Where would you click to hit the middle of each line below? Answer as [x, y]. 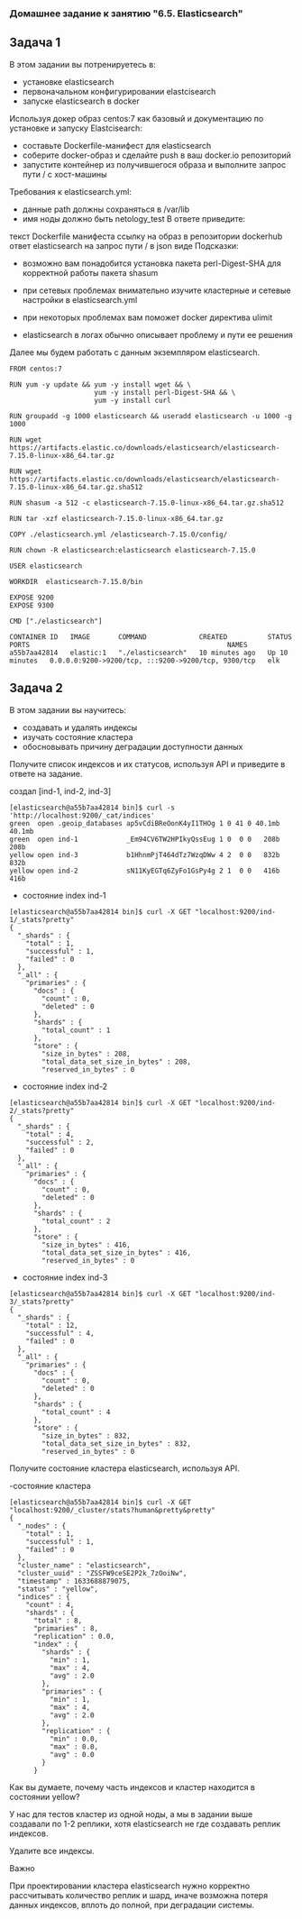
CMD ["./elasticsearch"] [56, 621]
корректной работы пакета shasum [90, 272]
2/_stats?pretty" [42, 1110]
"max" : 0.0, [74, 1747]
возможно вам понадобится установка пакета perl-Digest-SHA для [151, 263]
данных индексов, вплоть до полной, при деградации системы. [132, 1905]
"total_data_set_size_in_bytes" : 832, [117, 1444]
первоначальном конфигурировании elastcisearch [119, 91]
